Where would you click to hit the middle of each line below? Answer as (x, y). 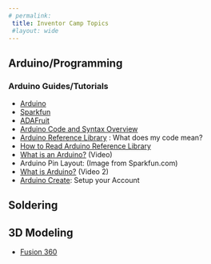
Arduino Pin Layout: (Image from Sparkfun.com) (99, 163)
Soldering (33, 205)
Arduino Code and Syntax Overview (79, 129)
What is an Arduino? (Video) (66, 155)
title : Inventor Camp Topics (60, 23)
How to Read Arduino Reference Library (86, 146)
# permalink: (30, 16)
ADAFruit (35, 120)
